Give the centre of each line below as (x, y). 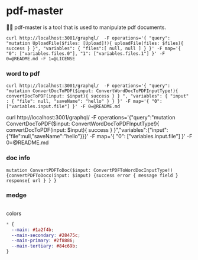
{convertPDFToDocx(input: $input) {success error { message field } (92, 175)
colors (14, 213)
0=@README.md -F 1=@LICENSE (41, 58)
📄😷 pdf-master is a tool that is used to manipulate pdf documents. (86, 27)
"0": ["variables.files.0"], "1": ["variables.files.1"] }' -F (86, 53)
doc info (18, 158)
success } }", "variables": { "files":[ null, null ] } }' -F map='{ (94, 48)
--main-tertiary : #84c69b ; (45, 246)
